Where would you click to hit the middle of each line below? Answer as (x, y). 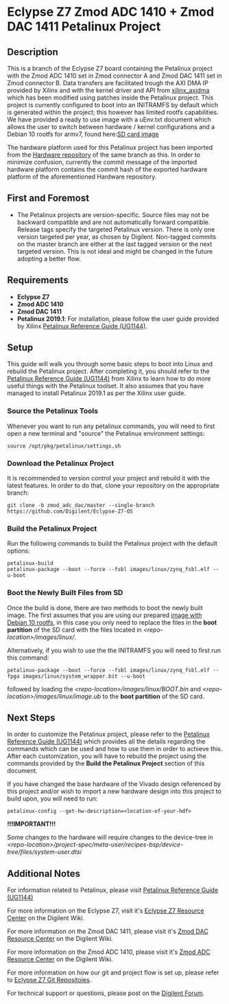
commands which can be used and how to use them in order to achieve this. (115, 749)
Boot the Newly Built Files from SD (65, 593)
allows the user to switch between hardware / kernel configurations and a (111, 127)
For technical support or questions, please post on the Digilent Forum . (106, 993)
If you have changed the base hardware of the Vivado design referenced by (114, 784)
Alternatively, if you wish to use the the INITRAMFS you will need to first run (114, 650)
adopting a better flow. (49, 258)
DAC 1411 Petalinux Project (84, 26)
